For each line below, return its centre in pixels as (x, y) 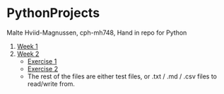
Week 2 (28, 54)
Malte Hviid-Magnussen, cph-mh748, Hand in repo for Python (97, 33)
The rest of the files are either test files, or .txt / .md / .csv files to (122, 76)
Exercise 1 (42, 61)
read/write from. (51, 83)
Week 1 (27, 46)
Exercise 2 (42, 69)
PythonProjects (53, 13)
